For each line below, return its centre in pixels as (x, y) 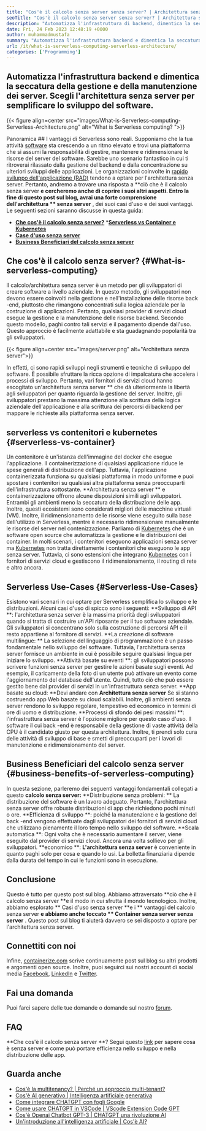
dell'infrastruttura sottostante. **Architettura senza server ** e (86, 489)
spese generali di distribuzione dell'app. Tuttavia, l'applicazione (87, 470)
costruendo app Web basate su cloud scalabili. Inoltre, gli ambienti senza (99, 699)
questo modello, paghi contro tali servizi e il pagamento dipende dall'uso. (99, 324)
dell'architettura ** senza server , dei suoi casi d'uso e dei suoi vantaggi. (100, 204)
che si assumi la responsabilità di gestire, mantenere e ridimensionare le (97, 151)
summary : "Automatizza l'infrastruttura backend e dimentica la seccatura (104, 40)
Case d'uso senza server (48, 235)
